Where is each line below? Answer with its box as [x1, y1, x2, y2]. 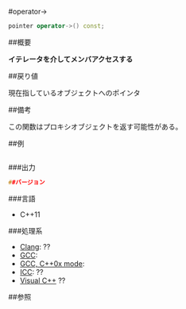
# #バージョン [8, 178, 45, 186]
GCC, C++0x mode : [19, 258, 85, 268]
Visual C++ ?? [19, 276, 66, 285]
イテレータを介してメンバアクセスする [8, 54, 134, 64]
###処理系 [8, 226, 43, 235]
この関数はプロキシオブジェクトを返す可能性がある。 [8, 122, 183, 131]
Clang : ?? [19, 241, 51, 251]
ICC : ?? [19, 267, 44, 276]
